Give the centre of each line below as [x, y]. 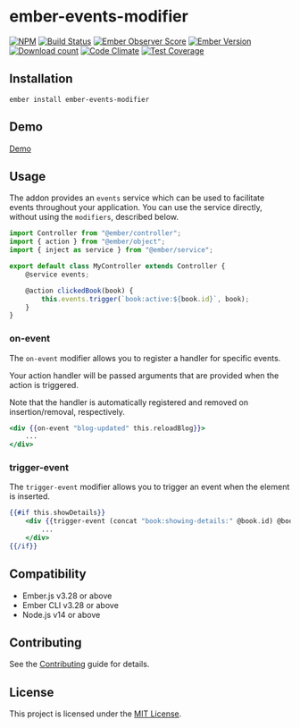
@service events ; [58, 275]
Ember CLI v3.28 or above [70, 605]
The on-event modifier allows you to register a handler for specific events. [145, 358]
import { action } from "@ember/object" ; [87, 242]
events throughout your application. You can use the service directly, [136, 207]
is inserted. [30, 496]
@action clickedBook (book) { [79, 291]
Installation [41, 79]
